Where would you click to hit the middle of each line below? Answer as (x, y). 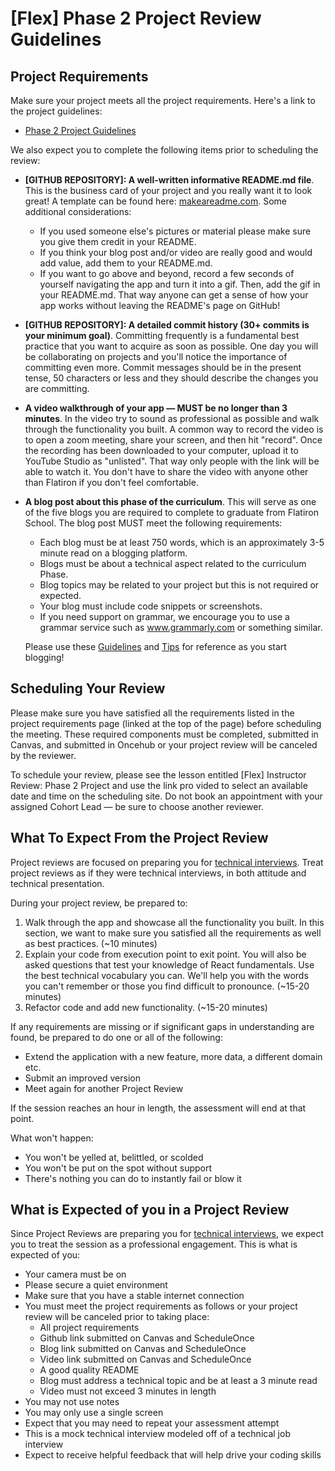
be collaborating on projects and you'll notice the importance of (156, 356)
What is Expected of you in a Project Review (150, 1210)
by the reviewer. (43, 755)
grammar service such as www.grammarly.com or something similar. (181, 627)
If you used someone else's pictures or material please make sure (175, 231)
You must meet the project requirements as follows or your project (161, 1306)
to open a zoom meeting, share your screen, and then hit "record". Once (173, 440)
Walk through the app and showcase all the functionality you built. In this (174, 922)
